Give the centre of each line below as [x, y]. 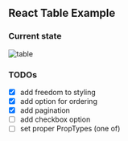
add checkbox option [55, 119]
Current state [35, 36]
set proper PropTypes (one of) [70, 129]
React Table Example [62, 13]
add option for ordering [59, 102]
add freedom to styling [58, 92]
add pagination [45, 110]
